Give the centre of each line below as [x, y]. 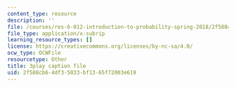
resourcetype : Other [38, 60]
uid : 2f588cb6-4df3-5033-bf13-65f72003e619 [72, 72]
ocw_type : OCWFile [34, 53]
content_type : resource [42, 14]
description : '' [31, 20]
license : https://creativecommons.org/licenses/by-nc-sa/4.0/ [100, 46]
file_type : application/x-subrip [56, 33]
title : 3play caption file [47, 66]
